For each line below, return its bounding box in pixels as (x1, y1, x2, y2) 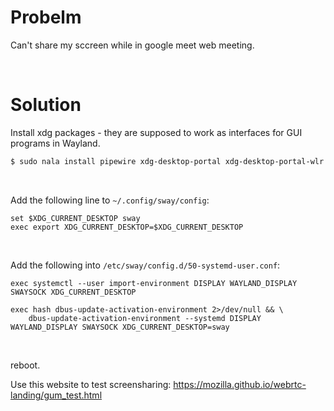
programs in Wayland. (10, 137, 101, 149)
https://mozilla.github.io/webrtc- (173, 378, 307, 390)
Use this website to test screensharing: (10, 378, 172, 390)
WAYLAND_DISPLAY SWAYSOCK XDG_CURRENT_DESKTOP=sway (10, 322, 230, 332)
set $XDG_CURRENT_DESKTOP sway (10, 213, 141, 223)
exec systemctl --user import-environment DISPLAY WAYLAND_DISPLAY (10, 278, 298, 288)
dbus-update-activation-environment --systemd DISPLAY (28, 313, 262, 323)
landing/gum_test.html (10, 389, 103, 401)
